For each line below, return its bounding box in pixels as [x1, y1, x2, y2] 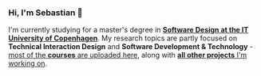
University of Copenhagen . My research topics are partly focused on [8, 33, 238, 43]
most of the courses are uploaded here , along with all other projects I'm [8, 51, 247, 60]
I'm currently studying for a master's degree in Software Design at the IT [8, 25, 249, 35]
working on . [8, 59, 48, 68]
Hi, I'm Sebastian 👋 [8, 7, 83, 18]
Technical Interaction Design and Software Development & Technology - [8, 42, 254, 51]
